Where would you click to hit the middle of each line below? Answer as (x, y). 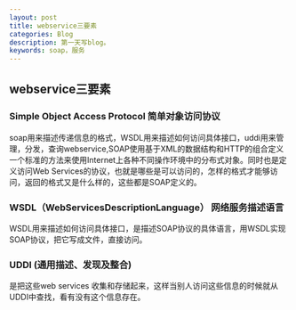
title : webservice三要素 (53, 26)
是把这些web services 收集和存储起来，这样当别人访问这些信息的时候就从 (144, 286)
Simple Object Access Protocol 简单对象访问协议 (115, 117)
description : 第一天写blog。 (60, 42)
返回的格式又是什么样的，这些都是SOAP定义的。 (113, 182)
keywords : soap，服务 (47, 51)
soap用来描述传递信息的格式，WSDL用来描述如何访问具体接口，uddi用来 (143, 137)
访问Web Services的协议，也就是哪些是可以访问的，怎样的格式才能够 (144, 171)
